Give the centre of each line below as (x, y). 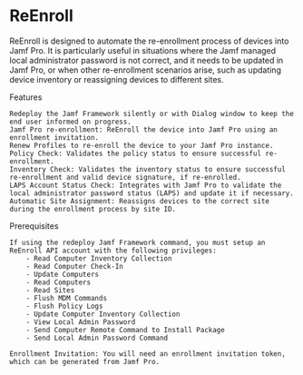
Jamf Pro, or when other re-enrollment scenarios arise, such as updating (145, 70)
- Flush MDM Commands (66, 298)
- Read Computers (59, 282)
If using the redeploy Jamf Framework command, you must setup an (137, 242)
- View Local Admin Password (81, 322)
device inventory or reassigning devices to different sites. (117, 79)
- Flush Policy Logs (64, 306)
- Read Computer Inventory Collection (99, 258)
